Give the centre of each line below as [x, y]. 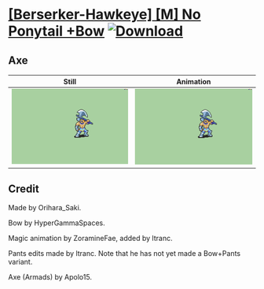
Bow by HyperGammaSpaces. [57, 223]
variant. [20, 262]
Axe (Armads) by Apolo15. [50, 277]
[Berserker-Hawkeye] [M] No [105, 15]
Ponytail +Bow [56, 31]
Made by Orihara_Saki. [45, 208]
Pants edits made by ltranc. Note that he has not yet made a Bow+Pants [125, 254]
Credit [24, 189]
